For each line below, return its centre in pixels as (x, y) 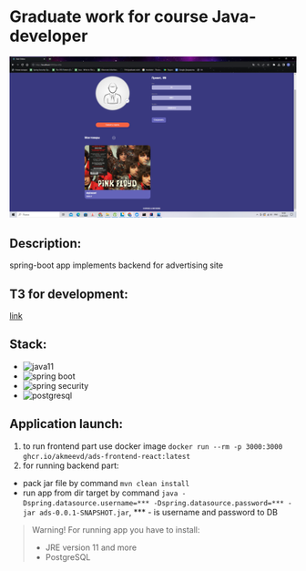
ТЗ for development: (69, 294)
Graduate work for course (109, 17)
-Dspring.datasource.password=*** (219, 503)
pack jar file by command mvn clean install (106, 483)
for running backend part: (71, 465)
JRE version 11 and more (91, 547)
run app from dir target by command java (100, 493)
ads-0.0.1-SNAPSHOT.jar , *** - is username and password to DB (158, 512)
